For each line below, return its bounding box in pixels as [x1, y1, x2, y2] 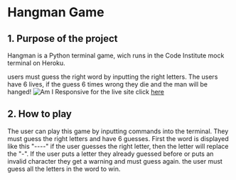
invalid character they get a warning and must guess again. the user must [7, 157, 222, 165]
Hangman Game [7, 4, 104, 21]
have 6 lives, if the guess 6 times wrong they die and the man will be [7, 80, 208, 89]
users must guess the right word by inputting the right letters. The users [7, 72, 218, 81]
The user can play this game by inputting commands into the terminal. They [7, 127, 229, 135]
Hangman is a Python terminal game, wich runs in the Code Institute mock [7, 51, 225, 60]
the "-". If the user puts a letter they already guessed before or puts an [7, 150, 214, 158]
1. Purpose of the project [7, 33, 119, 45]
